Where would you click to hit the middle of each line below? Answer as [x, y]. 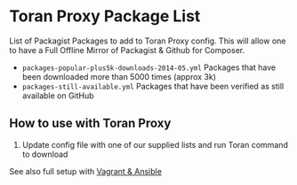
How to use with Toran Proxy [90, 123]
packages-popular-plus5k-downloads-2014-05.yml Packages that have [149, 67]
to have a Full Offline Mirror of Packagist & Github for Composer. [127, 50]
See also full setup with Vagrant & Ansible [86, 171]
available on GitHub [58, 96]
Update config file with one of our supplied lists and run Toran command [155, 144]
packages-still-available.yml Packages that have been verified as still [153, 86]
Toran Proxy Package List [105, 16]
